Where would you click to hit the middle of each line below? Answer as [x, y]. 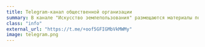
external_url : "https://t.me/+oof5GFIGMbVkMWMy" [69, 29]
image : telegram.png [33, 35]
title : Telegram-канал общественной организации [69, 12]
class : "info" [24, 23]
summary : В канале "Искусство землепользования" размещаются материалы [99, 18]
